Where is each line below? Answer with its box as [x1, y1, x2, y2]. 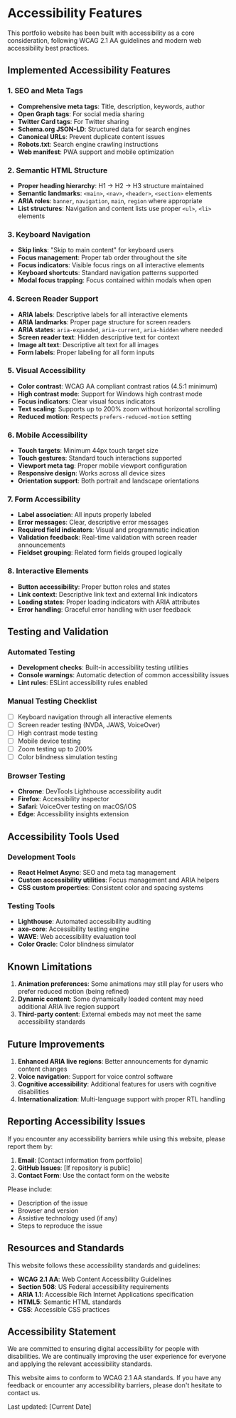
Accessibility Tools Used [7, 831, 119, 843]
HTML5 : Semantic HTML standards [17, 1298, 122, 1306]
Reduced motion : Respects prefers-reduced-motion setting [17, 412, 192, 421]
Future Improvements [7, 1038, 105, 1050]
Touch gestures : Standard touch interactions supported [17, 454, 183, 463]
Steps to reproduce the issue [17, 1221, 103, 1230]
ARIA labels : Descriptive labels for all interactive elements [17, 310, 188, 319]
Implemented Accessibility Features [7, 64, 171, 76]
